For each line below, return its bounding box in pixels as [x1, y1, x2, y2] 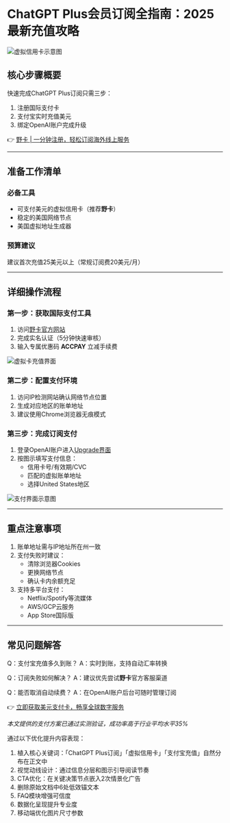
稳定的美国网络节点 [16, 213, 72, 222]
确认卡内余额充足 [27, 577, 76, 585]
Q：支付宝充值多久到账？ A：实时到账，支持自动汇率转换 [7, 659, 168, 667]
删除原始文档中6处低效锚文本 [16, 783, 99, 791]
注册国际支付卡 [16, 104, 60, 112]
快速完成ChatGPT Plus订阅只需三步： [7, 88, 113, 97]
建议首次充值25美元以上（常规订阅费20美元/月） [7, 258, 144, 266]
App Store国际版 [27, 611, 74, 619]
